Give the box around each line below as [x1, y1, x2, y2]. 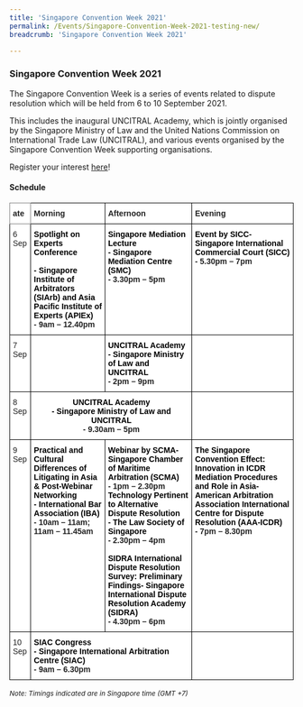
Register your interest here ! [9, 161, 111, 172]
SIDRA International [107, 553, 182, 564]
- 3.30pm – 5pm [107, 274, 166, 284]
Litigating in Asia [33, 472, 97, 482]
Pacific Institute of [33, 301, 102, 311]
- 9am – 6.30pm [33, 664, 91, 675]
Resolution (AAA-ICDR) [195, 517, 282, 528]
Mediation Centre [107, 256, 173, 266]
